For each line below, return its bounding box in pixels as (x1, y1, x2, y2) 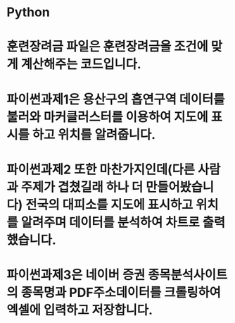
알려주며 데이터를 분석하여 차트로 (20, 214, 200, 230)
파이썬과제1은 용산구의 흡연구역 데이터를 (6, 91, 225, 107)
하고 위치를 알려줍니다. (32, 126, 156, 142)
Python (6, 4, 50, 20)
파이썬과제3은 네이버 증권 (6, 267, 146, 283)
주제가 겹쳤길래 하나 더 (20, 179, 144, 195)
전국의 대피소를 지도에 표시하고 (25, 197, 193, 212)
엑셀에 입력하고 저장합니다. (6, 302, 153, 318)
